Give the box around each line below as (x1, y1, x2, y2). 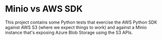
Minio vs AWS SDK (5, 3, 83, 14)
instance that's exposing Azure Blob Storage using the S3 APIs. (5, 29, 133, 35)
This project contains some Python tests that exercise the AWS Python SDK (5, 19, 158, 25)
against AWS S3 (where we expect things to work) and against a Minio (5, 24, 147, 30)
